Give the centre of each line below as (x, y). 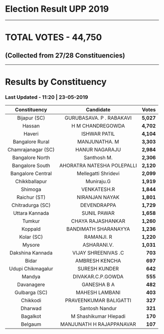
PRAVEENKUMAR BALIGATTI (98, 300)
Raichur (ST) (31, 197)
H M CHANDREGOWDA (98, 126)
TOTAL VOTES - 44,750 (53, 37)
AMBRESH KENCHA (98, 261)
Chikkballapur (31, 182)
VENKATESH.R (98, 189)
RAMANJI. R (98, 237)
